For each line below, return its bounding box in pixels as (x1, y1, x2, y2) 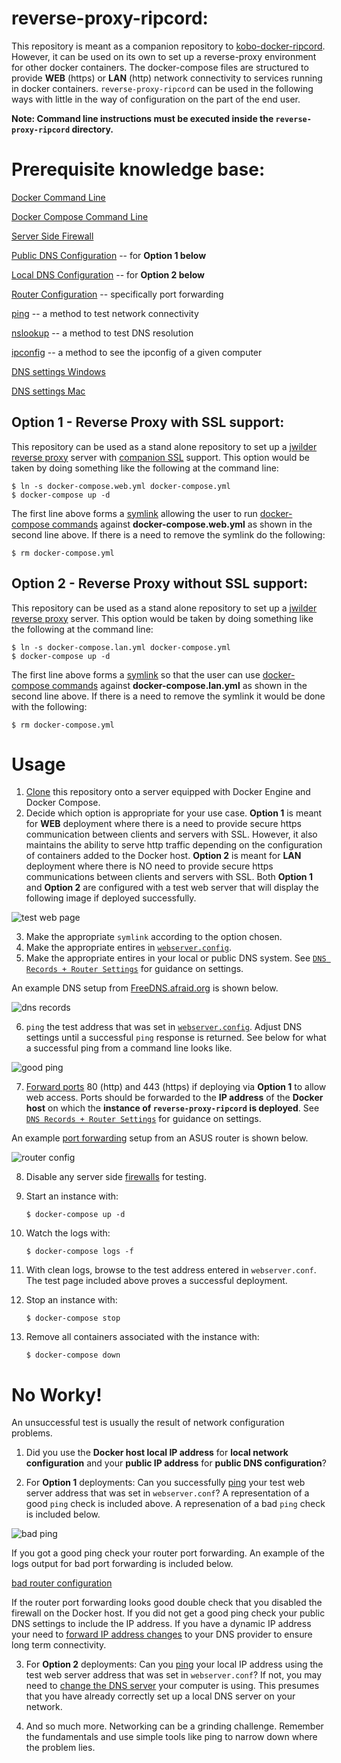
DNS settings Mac (11, 385, 86, 397)
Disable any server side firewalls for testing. (25, 1171, 207, 1183)
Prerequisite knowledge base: (11, 158, 266, 181)
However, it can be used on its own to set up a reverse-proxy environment (11, 50, 317, 62)
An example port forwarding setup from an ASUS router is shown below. (11, 1132, 309, 1144)
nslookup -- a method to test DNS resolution (11, 327, 194, 339)
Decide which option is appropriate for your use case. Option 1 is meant (25, 807, 323, 819)
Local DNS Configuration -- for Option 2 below (11, 268, 205, 281)
